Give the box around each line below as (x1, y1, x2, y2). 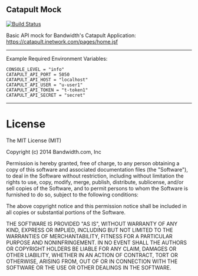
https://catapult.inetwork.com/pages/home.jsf (6, 38, 118, 45)
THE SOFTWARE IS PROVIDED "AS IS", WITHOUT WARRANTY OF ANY (6, 220, 178, 227)
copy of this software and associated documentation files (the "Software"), (6, 166, 189, 173)
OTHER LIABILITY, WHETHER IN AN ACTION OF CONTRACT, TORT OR (6, 251, 178, 258)
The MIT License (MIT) (6, 137, 62, 144)
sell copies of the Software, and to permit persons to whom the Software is (6, 185, 189, 192)
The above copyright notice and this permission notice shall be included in (6, 202, 187, 209)
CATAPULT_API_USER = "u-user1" (6, 82, 83, 88)
